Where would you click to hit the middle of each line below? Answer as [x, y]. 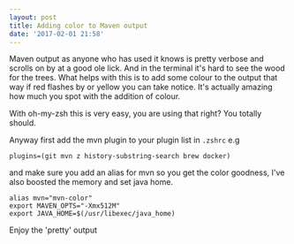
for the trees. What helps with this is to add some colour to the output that [143, 78]
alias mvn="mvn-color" [51, 198]
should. [23, 123]
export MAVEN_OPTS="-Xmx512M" [65, 206]
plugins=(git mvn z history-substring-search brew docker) [120, 156]
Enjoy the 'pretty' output [53, 230]
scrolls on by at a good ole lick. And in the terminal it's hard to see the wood [147, 68]
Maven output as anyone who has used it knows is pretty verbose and [137, 59]
